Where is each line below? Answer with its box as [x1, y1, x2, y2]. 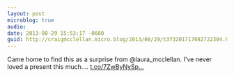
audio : [7, 23, 26, 30]
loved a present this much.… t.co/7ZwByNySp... [7, 63, 144, 71]
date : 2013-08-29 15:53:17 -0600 [7, 29, 104, 37]
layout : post [7, 10, 45, 17]
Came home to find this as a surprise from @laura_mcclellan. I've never [7, 55, 212, 63]
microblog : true [7, 17, 54, 24]
